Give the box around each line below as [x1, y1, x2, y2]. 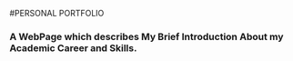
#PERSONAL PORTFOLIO [9, 8, 105, 18]
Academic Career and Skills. [9, 41, 137, 54]
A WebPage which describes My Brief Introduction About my [9, 30, 284, 43]
